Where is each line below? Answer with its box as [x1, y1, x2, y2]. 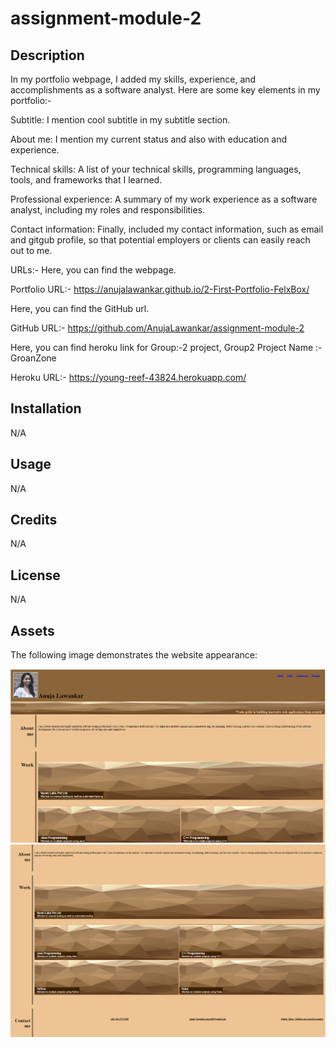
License [10, 567, 61, 584]
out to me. [10, 245, 53, 256]
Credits [10, 512, 58, 529]
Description [10, 47, 85, 64]
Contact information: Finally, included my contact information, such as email [10, 223, 324, 235]
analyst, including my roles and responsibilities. [10, 204, 206, 216]
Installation [10, 400, 82, 417]
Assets [10, 622, 55, 639]
